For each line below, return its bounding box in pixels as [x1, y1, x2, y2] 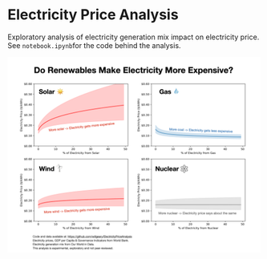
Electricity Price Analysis [7, 6, 179, 24]
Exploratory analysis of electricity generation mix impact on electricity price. [7, 32, 260, 42]
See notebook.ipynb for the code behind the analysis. [7, 40, 181, 50]
